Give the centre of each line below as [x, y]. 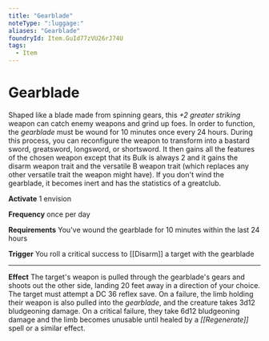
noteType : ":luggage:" [46, 23]
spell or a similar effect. [47, 328]
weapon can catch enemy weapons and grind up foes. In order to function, [132, 123]
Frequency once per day [49, 214]
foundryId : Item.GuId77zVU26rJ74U [66, 38]
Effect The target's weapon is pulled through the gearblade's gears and [127, 277]
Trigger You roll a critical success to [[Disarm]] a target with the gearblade [131, 254]
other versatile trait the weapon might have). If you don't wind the [116, 174]
